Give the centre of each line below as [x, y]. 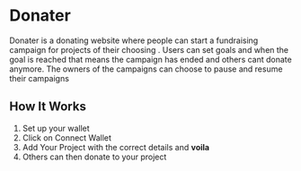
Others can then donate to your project [94, 157]
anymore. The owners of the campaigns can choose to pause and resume [146, 69]
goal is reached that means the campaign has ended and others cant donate [150, 59]
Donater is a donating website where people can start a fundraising [134, 40]
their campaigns [40, 78]
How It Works [48, 107]
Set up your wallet [56, 128]
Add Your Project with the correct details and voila [115, 147]
